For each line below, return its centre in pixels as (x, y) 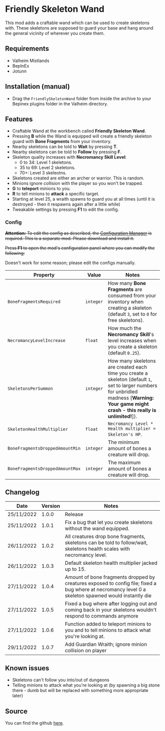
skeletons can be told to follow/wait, (106, 543)
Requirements (27, 49)
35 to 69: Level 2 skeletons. (47, 168)
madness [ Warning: (131, 398)
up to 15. (75, 569)
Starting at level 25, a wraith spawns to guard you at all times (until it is (83, 199)
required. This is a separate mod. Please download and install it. (70, 238)
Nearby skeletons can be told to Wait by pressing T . (65, 147)
